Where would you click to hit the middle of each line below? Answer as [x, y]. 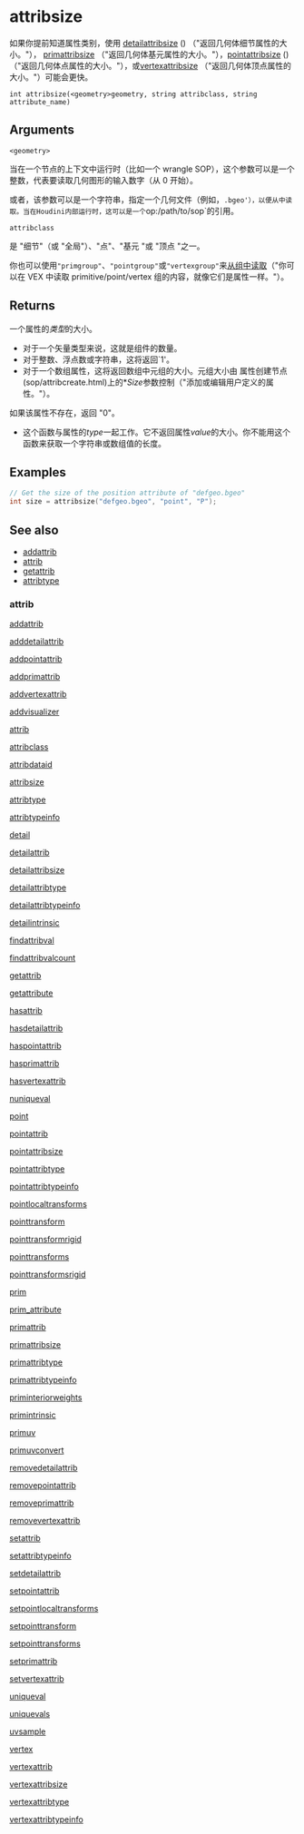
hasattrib [26, 1011]
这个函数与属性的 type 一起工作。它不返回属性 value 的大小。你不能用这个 [157, 432]
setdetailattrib [35, 1574]
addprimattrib [35, 677]
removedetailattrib [44, 1468]
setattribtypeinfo [40, 1556]
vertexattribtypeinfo [46, 1819]
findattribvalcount [43, 958]
